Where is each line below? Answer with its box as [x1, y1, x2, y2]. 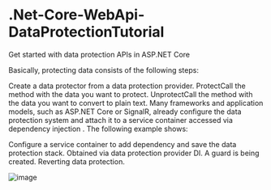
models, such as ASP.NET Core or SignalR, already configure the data [8, 107, 242, 116]
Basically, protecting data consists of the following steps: [8, 65, 199, 74]
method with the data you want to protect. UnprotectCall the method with [8, 89, 253, 99]
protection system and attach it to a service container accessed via [8, 115, 234, 125]
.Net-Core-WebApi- [8, 6, 145, 24]
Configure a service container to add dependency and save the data [8, 139, 237, 149]
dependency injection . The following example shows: [8, 124, 188, 133]
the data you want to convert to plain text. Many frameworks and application [8, 98, 264, 108]
